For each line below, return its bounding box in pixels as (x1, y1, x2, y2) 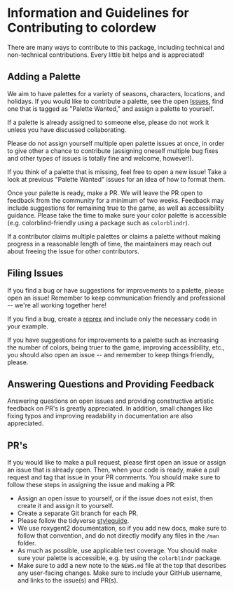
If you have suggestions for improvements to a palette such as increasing (7, 336, 219, 344)
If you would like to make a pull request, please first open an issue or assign (7, 458, 226, 467)
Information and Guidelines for (7, 5, 189, 21)
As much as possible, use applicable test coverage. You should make (17, 546, 217, 555)
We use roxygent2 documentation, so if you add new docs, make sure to (17, 524, 227, 533)
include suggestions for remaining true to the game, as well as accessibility (7, 204, 224, 212)
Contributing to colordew (7, 20, 157, 36)
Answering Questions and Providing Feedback (7, 378, 215, 390)
